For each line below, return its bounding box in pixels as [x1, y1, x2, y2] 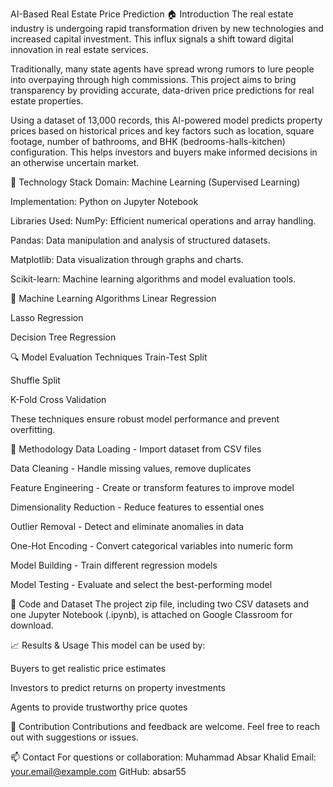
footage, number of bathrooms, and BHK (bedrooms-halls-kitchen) [10, 136, 286, 147]
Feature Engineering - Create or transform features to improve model [10, 482, 295, 493]
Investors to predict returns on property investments [10, 682, 226, 693]
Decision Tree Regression [10, 331, 117, 343]
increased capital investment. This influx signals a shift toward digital [10, 33, 294, 45]
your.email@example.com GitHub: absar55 [10, 766, 187, 777]
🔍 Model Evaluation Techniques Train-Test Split [10, 351, 208, 363]
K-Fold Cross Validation [10, 394, 107, 405]
